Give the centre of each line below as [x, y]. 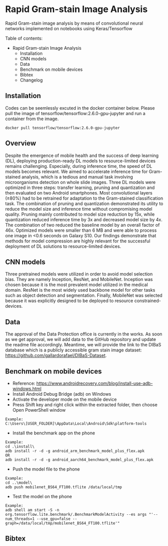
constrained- [148, 301]
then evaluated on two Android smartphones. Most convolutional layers [79, 193]
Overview [21, 144]
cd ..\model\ [19, 483]
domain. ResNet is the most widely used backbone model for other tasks [80, 290]
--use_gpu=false [54, 519]
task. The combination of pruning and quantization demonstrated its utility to [84, 203]
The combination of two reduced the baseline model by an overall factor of [82, 225]
